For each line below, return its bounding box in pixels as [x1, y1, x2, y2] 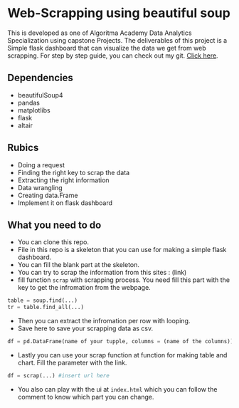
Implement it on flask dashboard [17, 198, 112, 207]
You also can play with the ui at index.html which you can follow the [17, 385, 218, 393]
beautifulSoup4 [17, 90, 63, 99]
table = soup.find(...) [7, 297, 78, 304]
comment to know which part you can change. [17, 392, 154, 401]
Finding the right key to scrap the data [17, 168, 130, 177]
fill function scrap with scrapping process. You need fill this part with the [17, 276, 230, 284]
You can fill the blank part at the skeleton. [17, 261, 140, 269]
